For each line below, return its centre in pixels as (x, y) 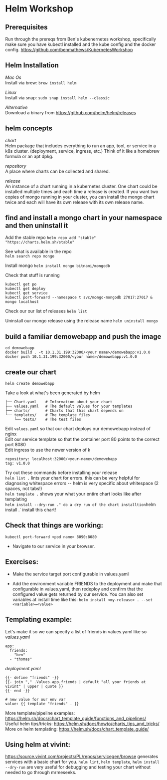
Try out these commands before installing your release (61, 473)
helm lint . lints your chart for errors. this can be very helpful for (73, 478)
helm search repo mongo (30, 257)
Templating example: (39, 620)
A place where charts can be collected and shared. (58, 171)
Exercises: (22, 562)
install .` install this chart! (31, 510)
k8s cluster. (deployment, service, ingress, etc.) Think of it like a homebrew (83, 151)
